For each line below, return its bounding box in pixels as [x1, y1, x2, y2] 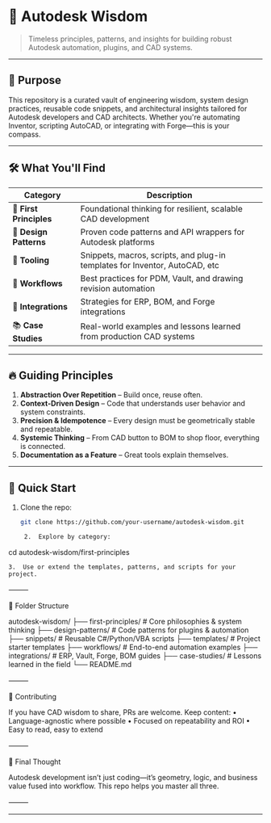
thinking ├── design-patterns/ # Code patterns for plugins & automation [8, 625, 249, 635]
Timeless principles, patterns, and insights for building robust [27, 34, 232, 44]
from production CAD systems [80, 331, 195, 342]
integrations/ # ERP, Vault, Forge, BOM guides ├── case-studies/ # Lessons [8, 650, 262, 661]
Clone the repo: [19, 502, 73, 512]
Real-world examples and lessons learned [80, 321, 241, 332]
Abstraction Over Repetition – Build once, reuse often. [19, 390, 203, 400]
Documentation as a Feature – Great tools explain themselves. [19, 450, 229, 460]
